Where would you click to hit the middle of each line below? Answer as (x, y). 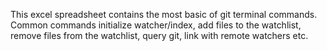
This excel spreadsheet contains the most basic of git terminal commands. (164, 14)
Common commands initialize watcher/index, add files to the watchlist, (156, 25)
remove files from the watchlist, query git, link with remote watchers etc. (159, 35)
